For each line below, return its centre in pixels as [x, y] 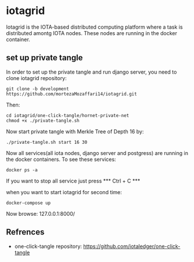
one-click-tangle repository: [48, 246]
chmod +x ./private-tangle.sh [43, 120]
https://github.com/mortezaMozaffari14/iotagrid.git [72, 94]
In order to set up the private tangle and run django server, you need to [91, 72]
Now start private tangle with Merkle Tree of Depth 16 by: [75, 131]
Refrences [25, 232]
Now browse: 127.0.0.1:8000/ [41, 213]
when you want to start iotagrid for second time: [64, 192]
